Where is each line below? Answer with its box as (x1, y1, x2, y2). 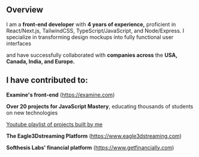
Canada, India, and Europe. (6, 58, 75, 65)
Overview (6, 5, 44, 15)
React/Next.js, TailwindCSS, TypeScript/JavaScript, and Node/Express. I (6, 27, 185, 34)
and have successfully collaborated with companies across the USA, (6, 51, 178, 59)
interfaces (6, 40, 32, 47)
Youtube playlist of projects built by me (6, 120, 103, 128)
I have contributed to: (6, 75, 88, 86)
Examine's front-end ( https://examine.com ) (6, 91, 115, 98)
